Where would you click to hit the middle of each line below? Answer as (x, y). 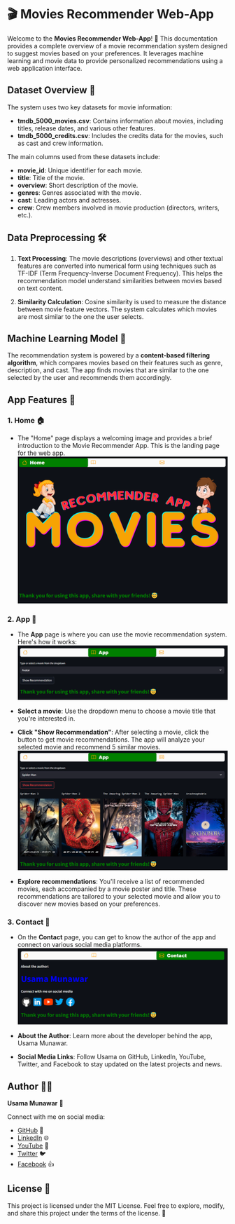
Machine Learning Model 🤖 (67, 338)
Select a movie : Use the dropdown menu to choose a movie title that (116, 711)
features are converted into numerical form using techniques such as (117, 266)
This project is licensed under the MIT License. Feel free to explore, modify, (116, 1205)
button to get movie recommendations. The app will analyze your (111, 739)
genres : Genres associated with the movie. (79, 192)
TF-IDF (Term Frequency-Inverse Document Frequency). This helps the (120, 273)
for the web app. (41, 453)
